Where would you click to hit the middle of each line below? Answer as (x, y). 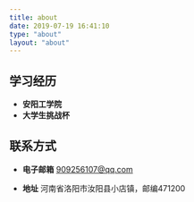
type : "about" (36, 34)
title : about (34, 17)
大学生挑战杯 (46, 115)
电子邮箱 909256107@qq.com (77, 169)
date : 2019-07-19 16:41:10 (59, 26)
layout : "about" (39, 42)
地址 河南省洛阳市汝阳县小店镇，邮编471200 (104, 188)
